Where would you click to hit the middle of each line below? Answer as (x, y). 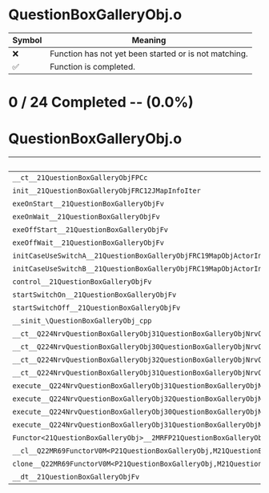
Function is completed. (92, 66)
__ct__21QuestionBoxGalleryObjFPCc (80, 178)
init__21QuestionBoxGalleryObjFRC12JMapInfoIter (107, 191)
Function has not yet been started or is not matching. (149, 54)
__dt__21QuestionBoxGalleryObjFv (76, 477)
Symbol (27, 40)
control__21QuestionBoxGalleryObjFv (82, 282)
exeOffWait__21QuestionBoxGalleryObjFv (88, 243)
